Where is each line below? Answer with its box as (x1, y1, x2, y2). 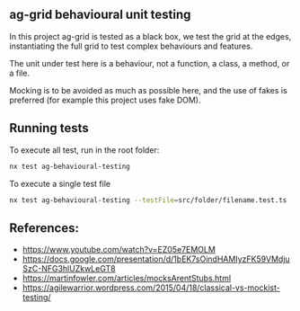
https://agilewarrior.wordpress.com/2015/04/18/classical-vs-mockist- (22, 282, 280, 293)
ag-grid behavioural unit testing (9, 7, 191, 22)
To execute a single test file (9, 178, 110, 189)
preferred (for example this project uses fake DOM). (9, 94, 201, 105)
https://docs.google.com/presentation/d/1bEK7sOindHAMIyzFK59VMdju (22, 253, 290, 264)
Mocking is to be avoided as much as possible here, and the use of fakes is (9, 84, 287, 95)
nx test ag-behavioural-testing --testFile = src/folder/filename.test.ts (9, 195, 287, 205)
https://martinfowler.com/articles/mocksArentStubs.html (22, 273, 232, 284)
